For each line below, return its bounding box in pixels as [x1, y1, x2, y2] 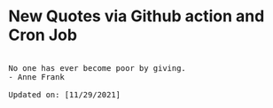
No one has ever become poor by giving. [8, 63, 187, 73]
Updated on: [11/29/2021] [8, 89, 121, 99]
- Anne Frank [8, 72, 66, 81]
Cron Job [8, 25, 77, 45]
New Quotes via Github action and [8, 6, 265, 27]
